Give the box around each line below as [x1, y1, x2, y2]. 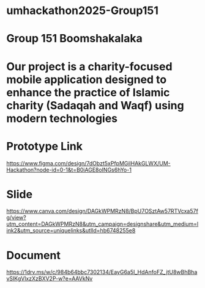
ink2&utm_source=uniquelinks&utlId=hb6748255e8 [6, 227, 136, 234]
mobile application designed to [6, 73, 167, 86]
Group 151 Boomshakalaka [6, 32, 143, 46]
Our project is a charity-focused [6, 59, 173, 73]
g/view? [6, 214, 26, 221]
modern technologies [6, 111, 118, 125]
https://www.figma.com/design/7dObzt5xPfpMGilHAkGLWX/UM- [6, 159, 171, 167]
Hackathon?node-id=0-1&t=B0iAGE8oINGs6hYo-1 [6, 166, 132, 173]
